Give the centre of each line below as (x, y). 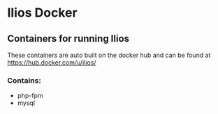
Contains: (24, 80)
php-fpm (30, 96)
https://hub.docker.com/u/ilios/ (52, 63)
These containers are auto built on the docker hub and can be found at (109, 55)
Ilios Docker (43, 13)
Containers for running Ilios (68, 39)
